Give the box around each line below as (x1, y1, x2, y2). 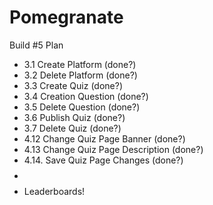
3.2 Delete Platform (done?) (23, 69, 138, 81)
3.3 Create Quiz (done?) (23, 79, 123, 91)
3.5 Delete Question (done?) (23, 101, 141, 113)
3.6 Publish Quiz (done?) (23, 111, 126, 123)
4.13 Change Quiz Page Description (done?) (23, 143, 204, 155)
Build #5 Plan (9, 39, 64, 51)
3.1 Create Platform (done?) (23, 58, 137, 70)
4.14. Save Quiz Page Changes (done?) (23, 154, 184, 166)
